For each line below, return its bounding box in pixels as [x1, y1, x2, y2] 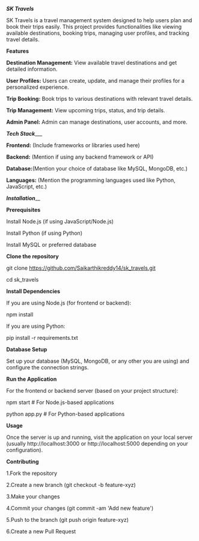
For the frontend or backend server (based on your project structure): [6, 387, 179, 394]
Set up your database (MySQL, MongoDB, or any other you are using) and [6, 357, 189, 364]
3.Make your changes [6, 493, 60, 500]
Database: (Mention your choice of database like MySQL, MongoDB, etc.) [6, 165, 188, 172]
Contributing [6, 458, 39, 465]
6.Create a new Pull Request [6, 528, 76, 535]
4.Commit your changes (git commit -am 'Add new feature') [6, 504, 154, 512]
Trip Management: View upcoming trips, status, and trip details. [6, 107, 165, 113]
